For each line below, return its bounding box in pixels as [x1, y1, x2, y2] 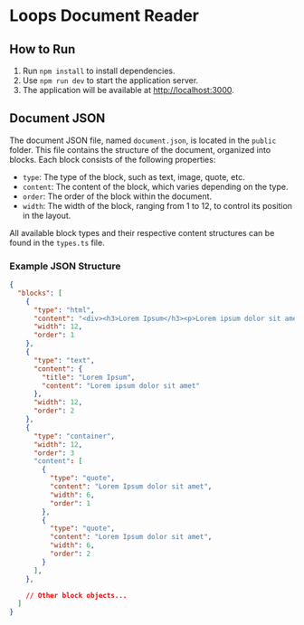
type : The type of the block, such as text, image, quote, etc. [22, 171, 246, 182]
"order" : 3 [33, 449, 75, 458]
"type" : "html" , [33, 305, 95, 315]
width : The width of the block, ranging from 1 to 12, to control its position [22, 200, 292, 211]
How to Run [9, 42, 76, 57]
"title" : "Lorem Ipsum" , [42, 373, 136, 382]
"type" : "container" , [33, 431, 116, 440]
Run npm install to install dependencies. [22, 65, 176, 76]
